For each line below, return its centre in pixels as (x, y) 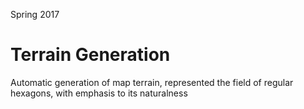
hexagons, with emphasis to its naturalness (99, 93)
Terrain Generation (90, 55)
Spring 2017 (35, 14)
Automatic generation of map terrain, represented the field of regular (152, 82)
